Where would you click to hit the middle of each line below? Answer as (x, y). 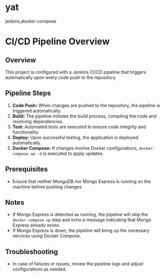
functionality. (26, 132)
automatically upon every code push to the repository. (61, 77)
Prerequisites (26, 169)
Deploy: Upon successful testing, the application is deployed (75, 137)
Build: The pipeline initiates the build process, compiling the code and (84, 116)
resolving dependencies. (38, 121)
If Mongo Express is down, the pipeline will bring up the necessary (81, 231)
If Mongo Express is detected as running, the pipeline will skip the (80, 215)
